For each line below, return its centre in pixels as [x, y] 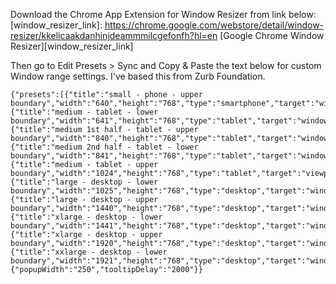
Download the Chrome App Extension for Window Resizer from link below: [163, 14]
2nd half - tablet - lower [142, 147]
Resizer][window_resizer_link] [72, 46]
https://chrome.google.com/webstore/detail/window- [214, 25]
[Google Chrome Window [272, 35]
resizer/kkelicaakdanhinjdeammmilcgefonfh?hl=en [114, 35]
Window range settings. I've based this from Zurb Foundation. [138, 76]
